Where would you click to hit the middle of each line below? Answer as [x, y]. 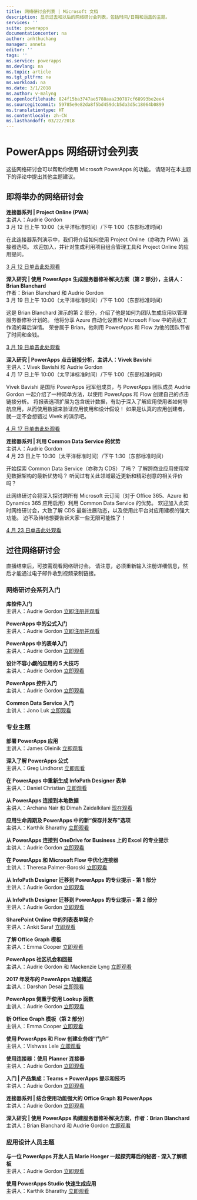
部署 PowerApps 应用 [32, 741]
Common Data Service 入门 [40, 703]
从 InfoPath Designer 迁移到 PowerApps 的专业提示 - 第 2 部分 [82, 900]
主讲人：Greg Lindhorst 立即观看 [46, 768]
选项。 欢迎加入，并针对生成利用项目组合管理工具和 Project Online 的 [100, 246]
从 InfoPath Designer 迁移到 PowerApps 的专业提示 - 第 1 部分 [81, 880]
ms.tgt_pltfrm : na [29, 77]
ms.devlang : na [25, 66]
